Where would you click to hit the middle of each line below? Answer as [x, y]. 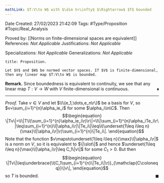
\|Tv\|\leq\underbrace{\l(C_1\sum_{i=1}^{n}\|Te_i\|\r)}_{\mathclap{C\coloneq [82, 163]
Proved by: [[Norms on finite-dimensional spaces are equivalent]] [71, 38]
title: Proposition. [26, 61]
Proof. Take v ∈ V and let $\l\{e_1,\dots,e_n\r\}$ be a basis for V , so [73, 102]
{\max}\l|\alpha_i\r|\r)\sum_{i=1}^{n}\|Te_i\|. [63, 131]
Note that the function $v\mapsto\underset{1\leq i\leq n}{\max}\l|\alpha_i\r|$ [82, 139]
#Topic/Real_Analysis [27, 29]
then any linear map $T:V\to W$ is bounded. [51, 74]
